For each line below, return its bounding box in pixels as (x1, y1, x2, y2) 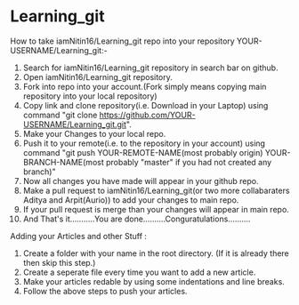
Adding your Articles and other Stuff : (10, 230, 148, 241)
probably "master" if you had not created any (106, 157, 272, 167)
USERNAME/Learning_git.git (22, 118, 127, 130)
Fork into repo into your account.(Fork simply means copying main (22, 81, 267, 92)
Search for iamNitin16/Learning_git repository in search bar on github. (22, 62, 279, 73)
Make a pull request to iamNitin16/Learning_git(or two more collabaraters (22, 185, 290, 196)
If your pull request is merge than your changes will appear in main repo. (22, 204, 290, 214)
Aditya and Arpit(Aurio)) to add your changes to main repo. (22, 194, 239, 205)
